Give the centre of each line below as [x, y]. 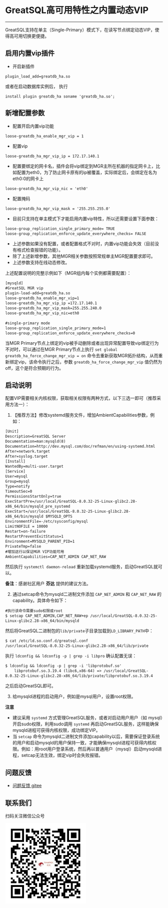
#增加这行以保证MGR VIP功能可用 [35, 552]
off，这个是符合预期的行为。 [34, 368]
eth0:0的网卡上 [28, 179]
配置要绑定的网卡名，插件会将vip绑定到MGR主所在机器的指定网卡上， [84, 166]
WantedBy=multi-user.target [34, 467]
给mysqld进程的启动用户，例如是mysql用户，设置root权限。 [74, 696]
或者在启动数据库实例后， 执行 [36, 86]
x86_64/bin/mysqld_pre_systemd [38, 507]
